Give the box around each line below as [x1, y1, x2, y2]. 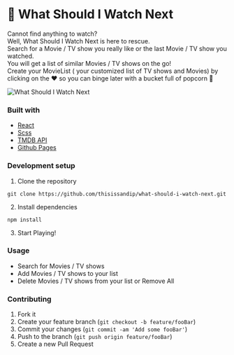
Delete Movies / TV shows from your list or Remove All [17, 277, 175, 285]
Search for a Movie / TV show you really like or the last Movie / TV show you [7, 44, 227, 53]
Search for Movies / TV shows [17, 262, 105, 270]
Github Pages [17, 144, 57, 152]
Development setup [7, 161, 75, 171]
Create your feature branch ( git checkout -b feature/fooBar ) [17, 318, 196, 326]
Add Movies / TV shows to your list [17, 269, 119, 277]
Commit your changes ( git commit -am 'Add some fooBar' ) [17, 325, 188, 333]
